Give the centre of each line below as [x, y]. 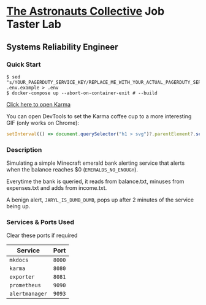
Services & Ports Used [40, 222]
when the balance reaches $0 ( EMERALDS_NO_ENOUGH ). [72, 170]
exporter [22, 277]
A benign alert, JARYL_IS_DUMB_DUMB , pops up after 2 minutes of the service [100, 200]
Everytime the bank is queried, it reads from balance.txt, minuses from [95, 181]
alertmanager [29, 294]
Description [24, 149]
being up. [18, 206]
